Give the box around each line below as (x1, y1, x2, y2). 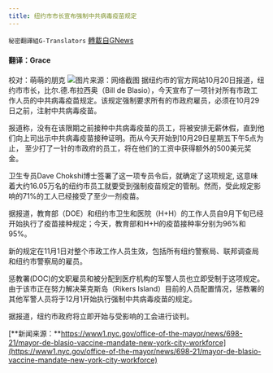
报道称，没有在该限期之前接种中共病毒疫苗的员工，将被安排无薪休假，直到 (8, 123, 258, 133)
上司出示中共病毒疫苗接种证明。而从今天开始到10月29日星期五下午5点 (22, 133, 258, 143)
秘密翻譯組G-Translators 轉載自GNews (8, 35, 134, 45)
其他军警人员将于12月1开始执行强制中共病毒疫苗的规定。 (8, 294, 197, 304)
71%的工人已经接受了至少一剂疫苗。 (22, 191, 144, 200)
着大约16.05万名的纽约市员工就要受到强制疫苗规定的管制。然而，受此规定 (8, 181, 254, 191)
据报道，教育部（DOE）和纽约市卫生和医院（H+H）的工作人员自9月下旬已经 (8, 208, 264, 218)
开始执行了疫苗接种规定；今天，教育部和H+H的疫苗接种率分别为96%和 (8, 218, 246, 228)
